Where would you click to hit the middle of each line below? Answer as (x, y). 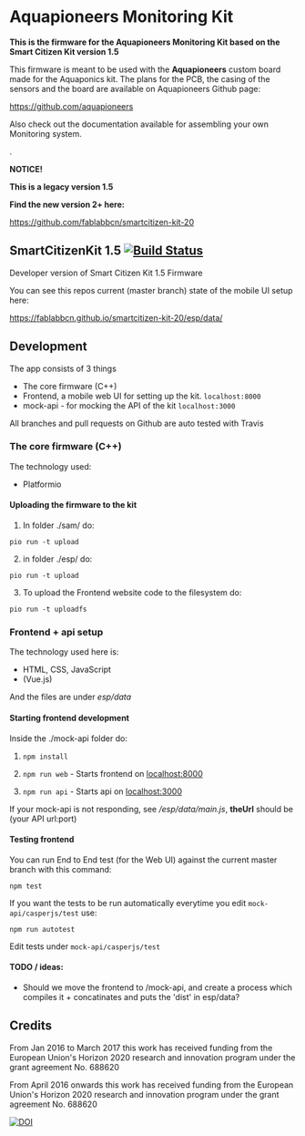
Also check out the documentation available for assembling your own (139, 124)
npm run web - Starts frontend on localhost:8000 (112, 773)
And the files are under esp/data (71, 697)
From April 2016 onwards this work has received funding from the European (152, 1084)
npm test (26, 886)
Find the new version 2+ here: (67, 204)
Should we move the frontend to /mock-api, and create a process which (158, 987)
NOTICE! (26, 169)
